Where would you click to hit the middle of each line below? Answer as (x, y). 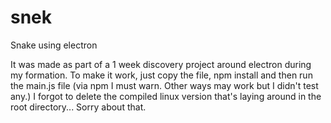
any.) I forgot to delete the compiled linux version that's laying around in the (166, 96)
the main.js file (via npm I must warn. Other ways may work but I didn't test (164, 85)
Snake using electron (54, 45)
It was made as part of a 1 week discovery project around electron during (161, 64)
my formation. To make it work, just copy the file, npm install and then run (161, 75)
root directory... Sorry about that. (78, 107)
